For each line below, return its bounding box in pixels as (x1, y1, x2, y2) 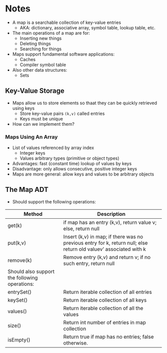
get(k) (7, 222, 22, 229)
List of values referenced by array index (12, 145, 94, 151)
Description (97, 210, 126, 217)
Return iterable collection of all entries (63, 288, 152, 295)
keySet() (7, 296, 28, 303)
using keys (12, 105, 35, 111)
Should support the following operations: (12, 198, 96, 204)
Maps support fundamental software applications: (12, 51, 115, 57)
